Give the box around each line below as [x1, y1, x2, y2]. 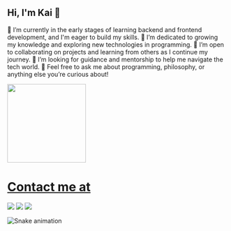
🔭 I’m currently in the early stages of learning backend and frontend [7, 25, 202, 33]
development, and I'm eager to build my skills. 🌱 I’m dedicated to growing [7, 33, 218, 41]
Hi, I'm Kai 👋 [7, 7, 61, 19]
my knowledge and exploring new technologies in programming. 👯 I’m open [7, 40, 225, 49]
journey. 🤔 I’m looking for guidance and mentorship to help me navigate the [7, 55, 223, 64]
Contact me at [7, 179, 91, 195]
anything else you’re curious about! [7, 70, 109, 78]
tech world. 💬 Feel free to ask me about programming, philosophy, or [7, 62, 205, 70]
